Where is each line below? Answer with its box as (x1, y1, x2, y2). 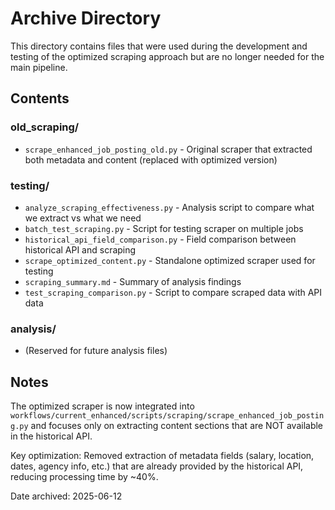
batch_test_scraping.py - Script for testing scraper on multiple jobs (24, 222, 304, 234)
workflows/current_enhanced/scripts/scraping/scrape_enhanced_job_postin (10, 411, 325, 421)
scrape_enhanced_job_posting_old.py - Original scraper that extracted (24, 143, 313, 155)
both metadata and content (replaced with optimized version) (24, 153, 278, 166)
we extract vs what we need (24, 212, 142, 224)
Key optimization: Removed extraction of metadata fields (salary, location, (10, 450, 315, 462)
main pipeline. (10, 61, 68, 73)
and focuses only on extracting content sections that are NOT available (30, 420, 324, 432)
